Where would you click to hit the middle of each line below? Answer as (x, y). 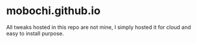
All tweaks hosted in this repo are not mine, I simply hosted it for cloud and (98, 27)
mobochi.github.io (53, 11)
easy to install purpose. (35, 33)
